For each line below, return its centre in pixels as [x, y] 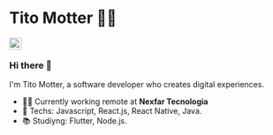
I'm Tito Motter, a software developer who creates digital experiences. [137, 85]
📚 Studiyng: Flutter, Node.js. [74, 121]
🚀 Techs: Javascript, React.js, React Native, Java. [112, 111]
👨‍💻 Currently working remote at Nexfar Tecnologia [115, 101]
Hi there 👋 [31, 65]
